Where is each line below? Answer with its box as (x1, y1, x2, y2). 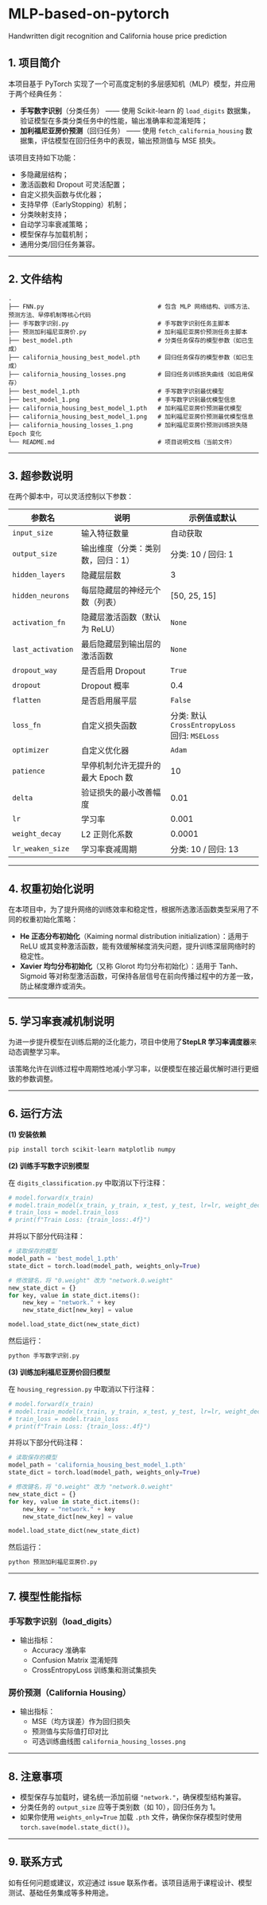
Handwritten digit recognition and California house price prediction (8, 31, 227, 41)
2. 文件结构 (8, 273, 63, 286)
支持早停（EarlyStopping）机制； (19, 199, 130, 209)
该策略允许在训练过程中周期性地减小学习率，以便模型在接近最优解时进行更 (8, 1064, 252, 1073)
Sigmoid (19, 972, 48, 981)
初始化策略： (35, 914, 78, 925)
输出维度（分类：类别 (80, 543, 161, 554)
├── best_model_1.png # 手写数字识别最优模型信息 (8, 395, 236, 403)
